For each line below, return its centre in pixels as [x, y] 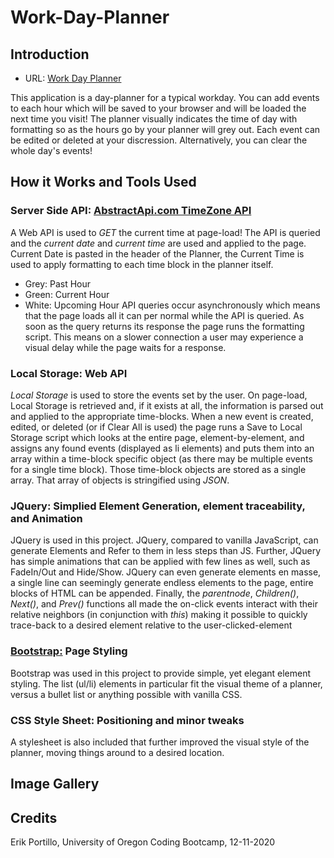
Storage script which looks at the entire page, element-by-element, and [157, 437]
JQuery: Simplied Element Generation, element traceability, [158, 506]
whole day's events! [51, 150]
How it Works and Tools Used [103, 182]
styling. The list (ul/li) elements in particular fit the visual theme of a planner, [166, 683]
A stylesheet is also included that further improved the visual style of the [160, 742]
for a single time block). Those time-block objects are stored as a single [158, 469]
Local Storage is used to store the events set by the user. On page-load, [159, 395]
